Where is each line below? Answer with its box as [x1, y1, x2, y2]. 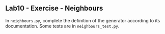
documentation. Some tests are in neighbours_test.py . [5, 23, 120, 29]
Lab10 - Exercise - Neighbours [5, 4, 103, 13]
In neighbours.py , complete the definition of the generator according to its [5, 17, 160, 23]
